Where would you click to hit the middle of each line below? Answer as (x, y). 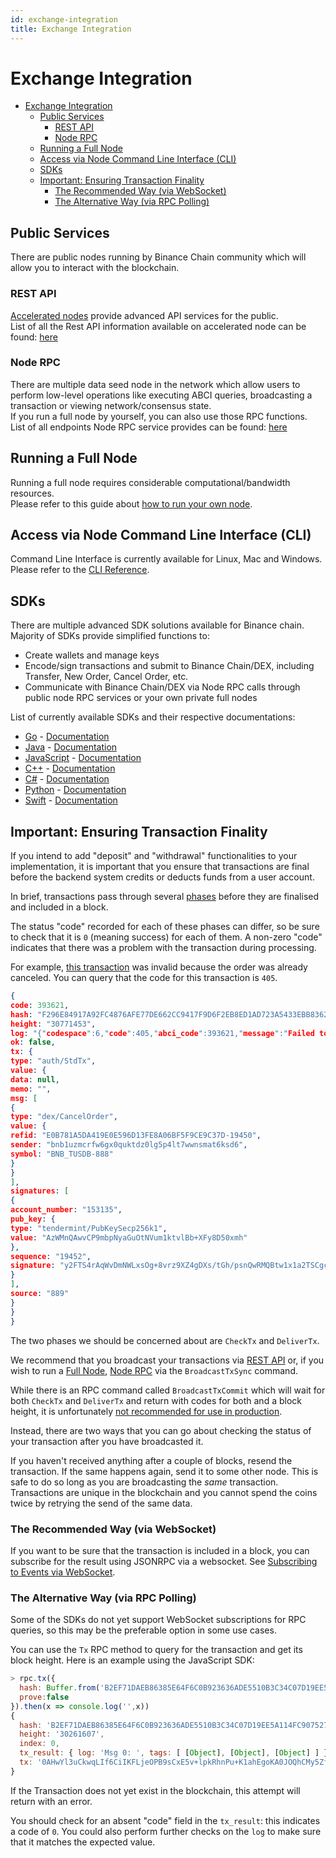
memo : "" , (31, 1089)
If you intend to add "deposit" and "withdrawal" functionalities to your (154, 856)
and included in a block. (59, 907)
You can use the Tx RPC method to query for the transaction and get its (156, 1650)
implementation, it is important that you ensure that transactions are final (160, 867)
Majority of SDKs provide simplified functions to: (110, 636)
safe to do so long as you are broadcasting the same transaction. (144, 1482)
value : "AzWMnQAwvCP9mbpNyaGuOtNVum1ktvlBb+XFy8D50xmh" (129, 1237)
